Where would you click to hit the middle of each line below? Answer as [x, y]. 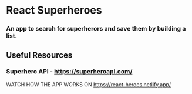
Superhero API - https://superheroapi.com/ [69, 72]
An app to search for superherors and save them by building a [96, 29]
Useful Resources [39, 55]
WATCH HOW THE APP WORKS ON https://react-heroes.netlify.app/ [89, 84]
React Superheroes [54, 10]
